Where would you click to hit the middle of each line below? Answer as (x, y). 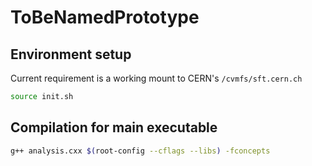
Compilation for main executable (114, 127)
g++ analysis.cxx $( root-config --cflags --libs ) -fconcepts (140, 151)
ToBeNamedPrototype (105, 17)
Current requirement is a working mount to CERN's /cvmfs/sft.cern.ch (156, 78)
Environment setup (71, 54)
